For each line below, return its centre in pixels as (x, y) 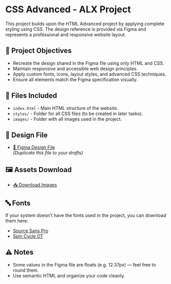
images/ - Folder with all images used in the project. (67, 119)
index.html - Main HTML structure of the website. (65, 108)
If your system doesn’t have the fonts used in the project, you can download (86, 215)
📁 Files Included (31, 96)
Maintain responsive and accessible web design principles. (75, 68)
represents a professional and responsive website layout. (66, 34)
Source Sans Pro (31, 231)
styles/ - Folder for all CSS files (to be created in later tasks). (78, 113)
